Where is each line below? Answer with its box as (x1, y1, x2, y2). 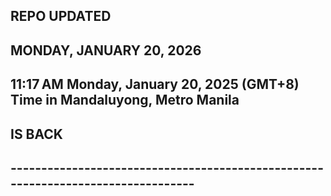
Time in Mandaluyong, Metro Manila (10, 92, 240, 109)
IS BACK (10, 125, 63, 143)
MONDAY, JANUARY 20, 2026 (10, 42, 202, 59)
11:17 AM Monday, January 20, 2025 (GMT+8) (10, 76, 300, 93)
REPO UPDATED (10, 8, 112, 25)
